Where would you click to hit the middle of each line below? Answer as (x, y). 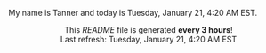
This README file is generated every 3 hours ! (149, 30)
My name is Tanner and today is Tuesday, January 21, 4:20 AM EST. (133, 13)
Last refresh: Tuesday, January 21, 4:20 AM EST (149, 39)
